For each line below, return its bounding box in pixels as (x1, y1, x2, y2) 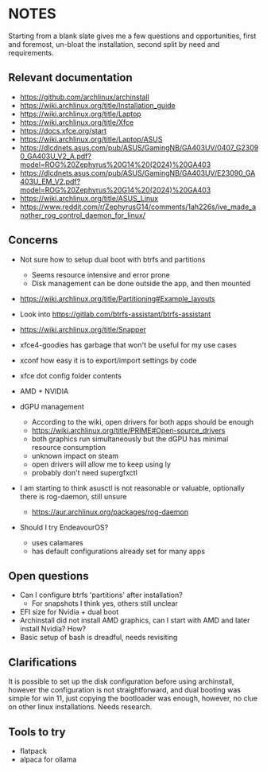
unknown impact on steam (31, 451, 119, 460)
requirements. (8, 48, 54, 57)
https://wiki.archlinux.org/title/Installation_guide (19, 100, 176, 110)
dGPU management (19, 402, 85, 411)
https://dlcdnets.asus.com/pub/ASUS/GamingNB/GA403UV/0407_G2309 (19, 142, 259, 152)
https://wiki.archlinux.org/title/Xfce (19, 117, 134, 127)
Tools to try (8, 725, 66, 739)
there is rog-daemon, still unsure (19, 491, 127, 501)
